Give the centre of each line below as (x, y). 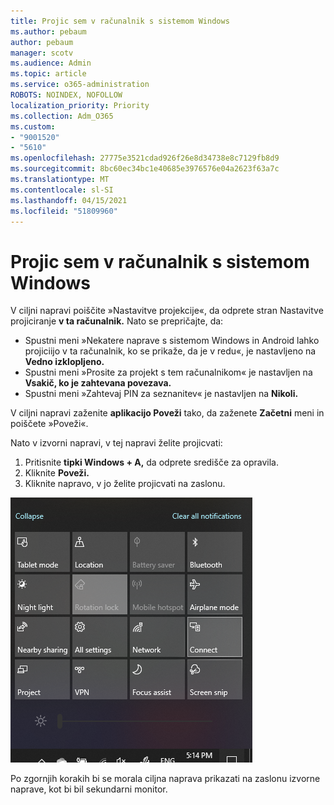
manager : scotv (42, 53)
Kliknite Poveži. (57, 473)
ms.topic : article (48, 74)
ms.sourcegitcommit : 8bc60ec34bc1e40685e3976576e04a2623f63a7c (145, 169)
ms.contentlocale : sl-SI (62, 190)
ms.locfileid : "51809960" (64, 211)
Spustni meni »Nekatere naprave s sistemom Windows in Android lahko (172, 341)
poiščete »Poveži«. (49, 424)
